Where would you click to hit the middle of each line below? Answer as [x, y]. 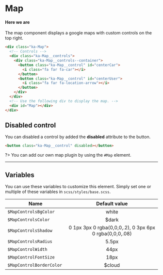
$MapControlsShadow [30, 231]
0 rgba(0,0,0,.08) [112, 234]
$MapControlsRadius [30, 242]
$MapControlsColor [29, 220]
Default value [112, 204]
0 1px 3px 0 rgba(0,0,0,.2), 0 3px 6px [112, 227]
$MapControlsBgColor [31, 212]
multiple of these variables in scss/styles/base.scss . [58, 192]
